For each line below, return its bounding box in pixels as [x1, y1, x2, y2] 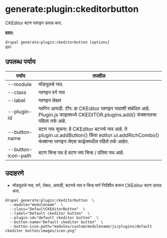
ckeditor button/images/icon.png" [5, 228, 77, 233]
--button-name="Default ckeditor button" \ [9, 220, 103, 225]
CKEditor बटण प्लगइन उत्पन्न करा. [5, 20, 63, 26]
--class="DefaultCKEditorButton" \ [9, 206, 85, 212]
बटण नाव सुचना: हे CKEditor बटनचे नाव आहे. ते [38, 125, 128, 132]
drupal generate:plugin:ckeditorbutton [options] [5, 40, 110, 45]
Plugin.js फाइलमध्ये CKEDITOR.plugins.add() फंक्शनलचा [38, 111, 157, 118]
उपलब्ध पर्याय [5, 58, 36, 66]
